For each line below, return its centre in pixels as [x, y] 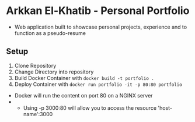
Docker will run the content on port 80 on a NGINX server [83, 95]
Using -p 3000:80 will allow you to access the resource [90, 108]
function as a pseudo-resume [50, 33]
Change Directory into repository [54, 72]
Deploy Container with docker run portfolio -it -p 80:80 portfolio [98, 84]
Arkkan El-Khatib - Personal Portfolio [98, 11]
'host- [165, 108]
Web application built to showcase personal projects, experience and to [101, 27]
